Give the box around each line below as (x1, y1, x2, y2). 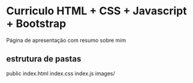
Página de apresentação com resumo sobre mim (6, 36, 126, 44)
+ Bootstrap (6, 17, 67, 30)
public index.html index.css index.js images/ (6, 70, 115, 77)
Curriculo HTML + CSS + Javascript (6, 4, 187, 18)
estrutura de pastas (6, 54, 82, 64)
